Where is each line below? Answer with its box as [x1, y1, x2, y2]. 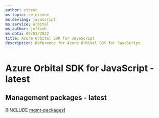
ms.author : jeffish [5, 26, 47, 32]
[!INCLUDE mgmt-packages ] [5, 107, 65, 113]
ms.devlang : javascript [5, 17, 56, 22]
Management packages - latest [5, 94, 107, 102]
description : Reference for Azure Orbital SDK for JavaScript [5, 41, 141, 46]
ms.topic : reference [5, 12, 50, 17]
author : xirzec [5, 7, 38, 13]
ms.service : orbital [5, 21, 50, 27]
